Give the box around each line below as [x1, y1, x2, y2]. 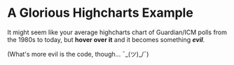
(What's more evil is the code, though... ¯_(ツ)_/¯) [7, 50, 149, 58]
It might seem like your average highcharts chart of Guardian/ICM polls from [7, 28, 228, 36]
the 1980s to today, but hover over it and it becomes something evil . [7, 35, 205, 43]
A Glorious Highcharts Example [7, 5, 194, 21]
